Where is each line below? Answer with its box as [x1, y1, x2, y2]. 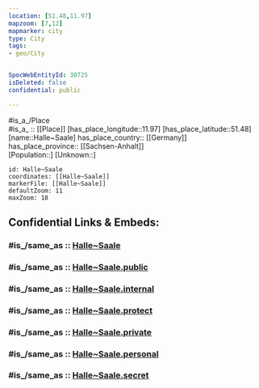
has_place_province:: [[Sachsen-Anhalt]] [8, 141, 144, 150]
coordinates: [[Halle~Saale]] [8, 172, 111, 180]
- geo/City [8, 49, 45, 57]
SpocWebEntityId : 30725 [8, 71, 89, 79]
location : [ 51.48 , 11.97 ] [8, 11, 92, 20]
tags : [8, 42, 27, 50]
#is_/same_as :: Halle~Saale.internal [8, 283, 155, 294]
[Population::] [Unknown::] [8, 150, 97, 159]
